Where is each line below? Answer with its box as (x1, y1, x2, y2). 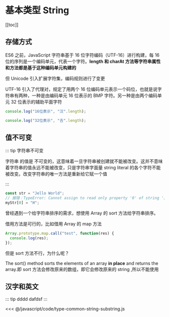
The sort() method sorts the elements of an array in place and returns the (5, 260, 158, 266)
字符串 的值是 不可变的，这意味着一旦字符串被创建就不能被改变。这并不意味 (5, 158, 163, 164)
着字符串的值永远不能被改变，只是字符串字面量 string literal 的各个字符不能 (5, 165, 161, 171)
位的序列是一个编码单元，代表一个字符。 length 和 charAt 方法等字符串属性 (5, 58, 161, 64)
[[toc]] (5, 21, 19, 28)
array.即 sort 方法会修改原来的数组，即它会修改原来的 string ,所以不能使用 (5, 266, 159, 272)
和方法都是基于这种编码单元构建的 (5, 64, 76, 71)
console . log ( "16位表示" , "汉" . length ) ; (5, 109, 87, 114)
